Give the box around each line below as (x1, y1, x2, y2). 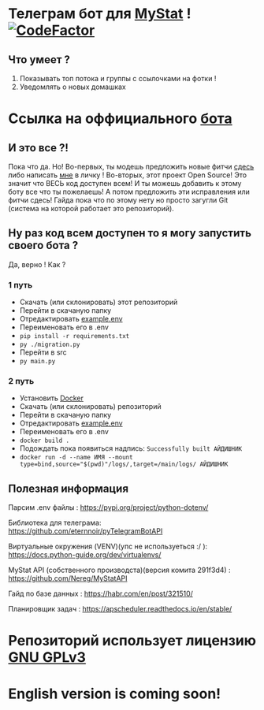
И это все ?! (8, 141, 69, 154)
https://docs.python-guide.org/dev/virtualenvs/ (8, 550, 162, 559)
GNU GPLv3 (8, 649, 87, 667)
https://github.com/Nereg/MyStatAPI (8, 574, 128, 583)
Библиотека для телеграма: (8, 518, 102, 528)
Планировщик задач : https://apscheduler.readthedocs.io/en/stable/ (8, 604, 232, 614)
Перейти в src (19, 348, 67, 357)
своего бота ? (8, 239, 79, 252)
